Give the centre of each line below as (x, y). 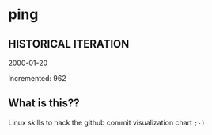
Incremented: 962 (37, 78)
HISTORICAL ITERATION (69, 44)
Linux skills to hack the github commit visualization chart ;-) (107, 122)
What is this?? (44, 104)
